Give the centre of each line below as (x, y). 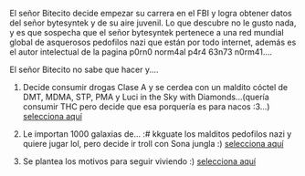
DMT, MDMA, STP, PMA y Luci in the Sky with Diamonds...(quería (146, 97)
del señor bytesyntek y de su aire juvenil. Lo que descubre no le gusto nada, (153, 23)
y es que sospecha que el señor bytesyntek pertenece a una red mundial (147, 32)
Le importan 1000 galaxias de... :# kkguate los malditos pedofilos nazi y (157, 134)
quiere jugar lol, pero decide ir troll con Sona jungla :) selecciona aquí (153, 144)
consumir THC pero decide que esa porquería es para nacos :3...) (146, 107)
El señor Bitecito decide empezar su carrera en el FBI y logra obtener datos (151, 13)
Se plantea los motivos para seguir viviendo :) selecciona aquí (139, 161)
